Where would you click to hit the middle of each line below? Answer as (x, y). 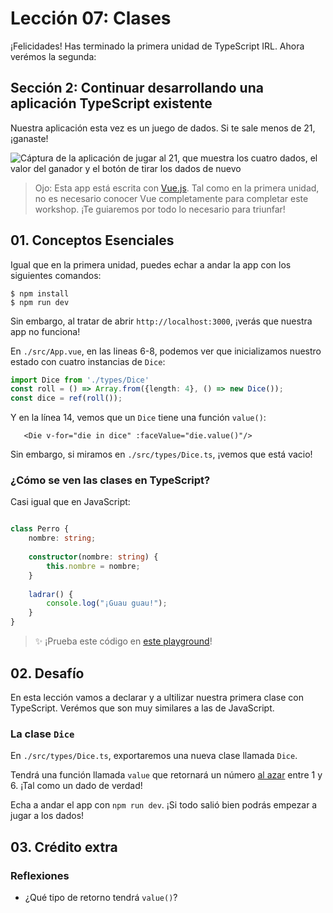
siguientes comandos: (56, 275)
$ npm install (40, 293)
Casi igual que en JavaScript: (70, 502)
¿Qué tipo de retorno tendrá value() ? (101, 897)
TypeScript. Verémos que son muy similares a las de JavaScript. (142, 708)
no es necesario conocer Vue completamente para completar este (171, 198)
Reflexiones (40, 875)
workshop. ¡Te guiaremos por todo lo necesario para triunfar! (160, 209)
